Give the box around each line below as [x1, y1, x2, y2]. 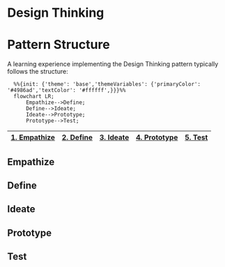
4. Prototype [135, 132, 178, 142]
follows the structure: [7, 68, 68, 76]
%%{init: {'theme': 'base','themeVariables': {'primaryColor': [13, 81, 201, 88]
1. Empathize [10, 132, 56, 142]
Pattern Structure [7, 37, 110, 53]
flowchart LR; [13, 93, 54, 100]
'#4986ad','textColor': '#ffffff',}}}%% [7, 87, 127, 94]
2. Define [61, 132, 93, 142]
